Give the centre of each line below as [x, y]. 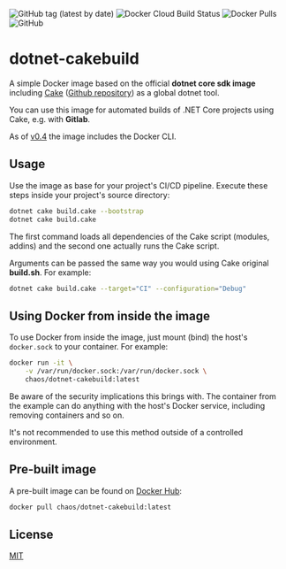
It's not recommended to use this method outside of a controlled [126, 432]
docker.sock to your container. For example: [89, 347]
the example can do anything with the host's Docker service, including [137, 405]
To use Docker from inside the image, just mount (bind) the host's [128, 337]
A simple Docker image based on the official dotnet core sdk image [132, 83]
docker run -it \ [41, 363]
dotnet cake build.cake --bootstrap [76, 211]
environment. [33, 442]
